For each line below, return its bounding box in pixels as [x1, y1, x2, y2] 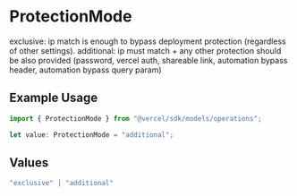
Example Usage [9, 90, 98, 106]
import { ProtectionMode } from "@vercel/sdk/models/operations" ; [9, 114, 262, 123]
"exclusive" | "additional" [9, 179, 115, 188]
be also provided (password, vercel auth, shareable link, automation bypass [9, 55, 288, 65]
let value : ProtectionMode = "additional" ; [9, 130, 174, 140]
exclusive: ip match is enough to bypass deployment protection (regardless [9, 36, 286, 47]
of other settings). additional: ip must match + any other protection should [9, 45, 282, 55]
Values [9, 155, 49, 170]
